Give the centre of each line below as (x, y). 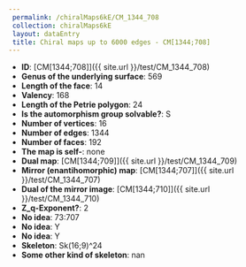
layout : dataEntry (46, 34)
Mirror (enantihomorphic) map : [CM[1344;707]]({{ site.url (127, 171)
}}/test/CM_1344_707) (61, 180)
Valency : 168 (45, 95)
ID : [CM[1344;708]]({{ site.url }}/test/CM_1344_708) (115, 67)
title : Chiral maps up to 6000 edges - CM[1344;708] (111, 42)
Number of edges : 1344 (65, 133)
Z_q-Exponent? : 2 (55, 208)
